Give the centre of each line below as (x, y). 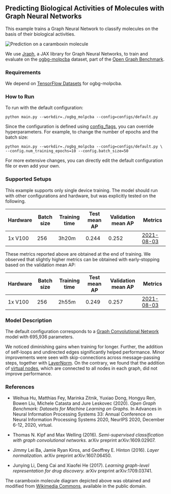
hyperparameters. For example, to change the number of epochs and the (82, 132)
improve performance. (29, 374)
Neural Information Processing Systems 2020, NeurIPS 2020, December (89, 420)
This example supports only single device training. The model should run (81, 190)
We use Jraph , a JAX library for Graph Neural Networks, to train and (77, 53)
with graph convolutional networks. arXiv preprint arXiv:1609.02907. (84, 441)
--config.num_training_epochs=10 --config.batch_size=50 (67, 151)
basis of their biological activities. (40, 34)
